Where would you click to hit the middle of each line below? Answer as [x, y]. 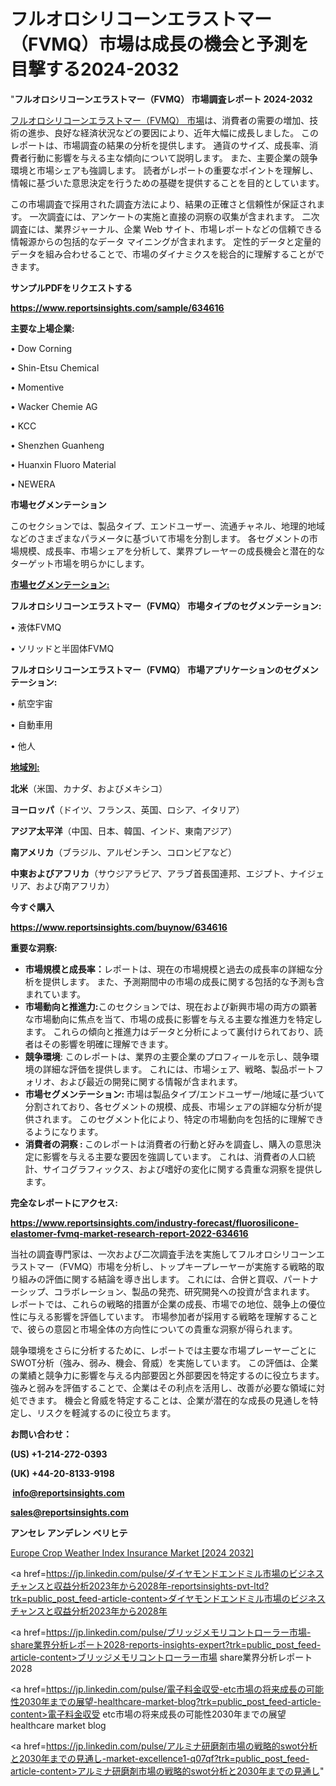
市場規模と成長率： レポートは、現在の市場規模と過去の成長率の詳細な [169, 969]
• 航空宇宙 [31, 703]
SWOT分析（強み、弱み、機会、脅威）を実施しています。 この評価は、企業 [164, 1362]
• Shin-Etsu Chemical [55, 367]
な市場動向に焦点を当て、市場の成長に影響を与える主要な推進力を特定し [173, 1019]
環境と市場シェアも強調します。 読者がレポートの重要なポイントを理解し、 [164, 170]
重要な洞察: [34, 947]
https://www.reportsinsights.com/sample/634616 [117, 307]
